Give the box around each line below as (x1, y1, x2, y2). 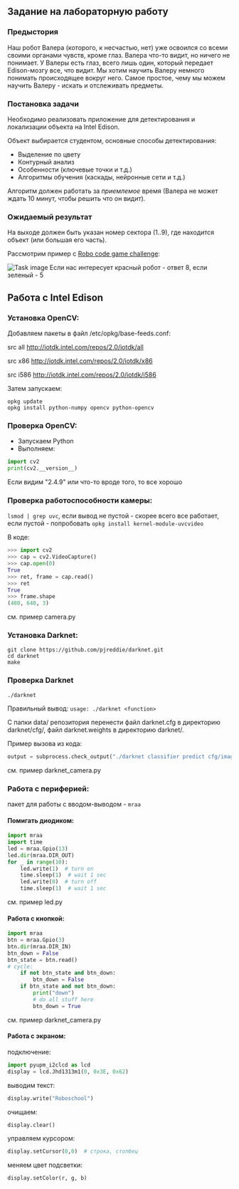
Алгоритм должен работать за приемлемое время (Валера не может (7, 187, 218, 195)
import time (7, 839, 43, 846)
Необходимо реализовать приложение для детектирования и (7, 115, 196, 123)
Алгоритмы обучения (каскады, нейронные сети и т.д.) (17, 172, 186, 181)
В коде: (7, 533, 30, 542)
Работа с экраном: (7, 1032, 66, 1040)
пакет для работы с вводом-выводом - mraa (7, 800, 141, 808)
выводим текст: (7, 1081, 55, 1089)
